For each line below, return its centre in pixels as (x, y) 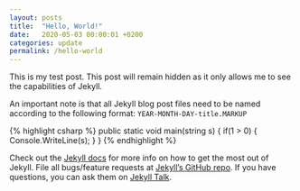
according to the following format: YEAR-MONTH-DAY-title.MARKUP (128, 114)
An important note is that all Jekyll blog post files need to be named (135, 104)
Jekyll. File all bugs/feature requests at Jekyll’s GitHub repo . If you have (143, 168)
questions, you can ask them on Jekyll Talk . (91, 177)
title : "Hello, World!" (56, 26)
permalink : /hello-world (56, 51)
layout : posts (36, 18)
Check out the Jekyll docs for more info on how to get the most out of (139, 158)
